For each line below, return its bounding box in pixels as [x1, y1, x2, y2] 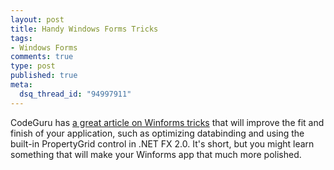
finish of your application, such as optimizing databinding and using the [10, 127, 305, 139]
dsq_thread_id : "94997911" [19, 89, 132, 99]
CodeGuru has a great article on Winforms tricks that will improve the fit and [10, 116, 325, 128]
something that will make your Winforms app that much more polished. [10, 148, 302, 160]
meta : [10, 80, 33, 90]
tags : [10, 33, 33, 43]
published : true [10, 71, 78, 81]
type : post [10, 61, 56, 71]
